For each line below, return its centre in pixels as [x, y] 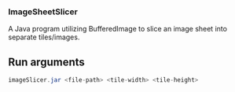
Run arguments [46, 62]
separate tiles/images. [44, 37]
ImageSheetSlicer [43, 12]
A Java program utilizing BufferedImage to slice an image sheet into [118, 29]
